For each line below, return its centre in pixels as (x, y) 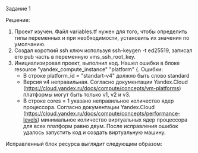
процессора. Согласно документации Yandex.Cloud (89, 107)
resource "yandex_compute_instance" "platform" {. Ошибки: (88, 69)
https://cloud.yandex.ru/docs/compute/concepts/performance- (103, 113)
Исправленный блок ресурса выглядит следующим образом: (84, 144)
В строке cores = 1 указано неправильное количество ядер (98, 101)
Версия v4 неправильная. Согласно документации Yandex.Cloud (106, 82)
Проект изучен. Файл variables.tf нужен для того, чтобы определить (101, 31)
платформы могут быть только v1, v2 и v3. (77, 95)
